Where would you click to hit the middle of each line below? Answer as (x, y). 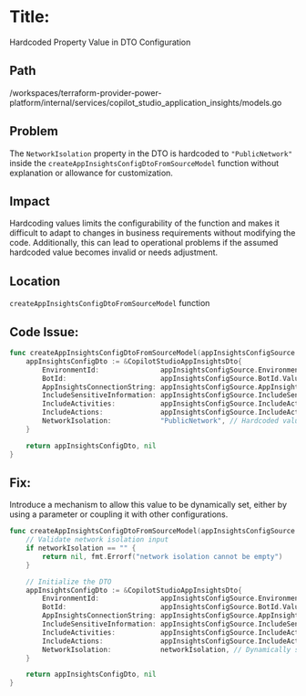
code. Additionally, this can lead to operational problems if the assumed (144, 243)
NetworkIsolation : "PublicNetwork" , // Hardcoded (161, 421)
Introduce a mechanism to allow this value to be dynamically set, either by (148, 505)
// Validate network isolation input (97, 540)
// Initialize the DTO (69, 582)
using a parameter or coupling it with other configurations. (119, 514)
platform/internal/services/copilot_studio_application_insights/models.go (146, 102)
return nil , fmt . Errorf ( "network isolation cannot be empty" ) (163, 556)
